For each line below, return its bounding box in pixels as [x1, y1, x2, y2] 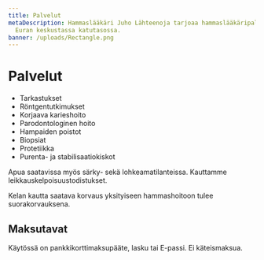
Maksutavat [8, 222, 68, 236]
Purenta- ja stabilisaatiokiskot [19, 152, 115, 162]
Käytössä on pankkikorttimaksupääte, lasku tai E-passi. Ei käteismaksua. [8, 243, 244, 252]
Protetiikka [19, 143, 55, 154]
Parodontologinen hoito [19, 119, 96, 128]
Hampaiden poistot [19, 127, 82, 136]
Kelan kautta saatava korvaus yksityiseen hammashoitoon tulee [8, 191, 214, 201]
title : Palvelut [8, 11, 61, 20]
